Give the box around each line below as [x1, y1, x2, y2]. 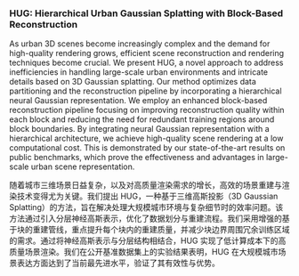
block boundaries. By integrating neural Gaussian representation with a [9, 124, 270, 134]
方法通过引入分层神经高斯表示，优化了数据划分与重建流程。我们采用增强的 [9, 213, 282, 224]
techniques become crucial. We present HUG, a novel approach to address [9, 57, 284, 69]
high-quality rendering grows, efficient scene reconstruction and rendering [9, 48, 285, 59]
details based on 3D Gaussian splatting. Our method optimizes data [9, 77, 256, 87]
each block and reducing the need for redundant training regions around [9, 114, 275, 125]
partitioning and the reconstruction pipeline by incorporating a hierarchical [9, 85, 282, 96]
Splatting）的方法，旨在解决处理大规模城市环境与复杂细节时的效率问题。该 [9, 202, 284, 213]
